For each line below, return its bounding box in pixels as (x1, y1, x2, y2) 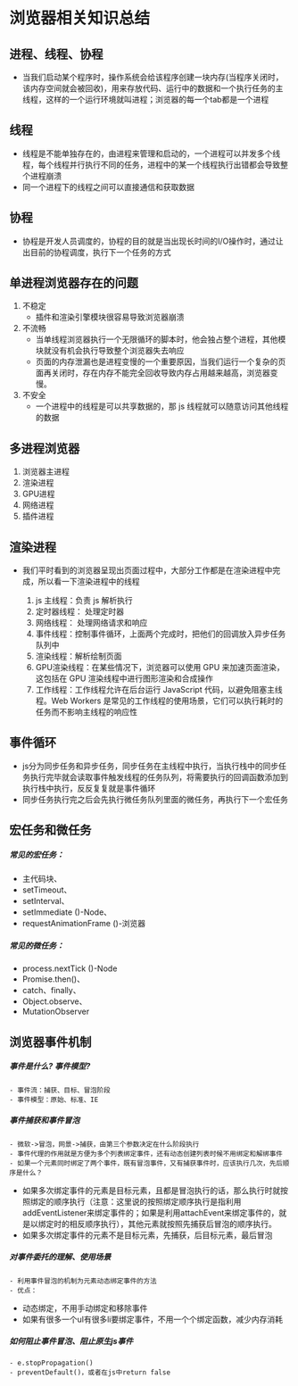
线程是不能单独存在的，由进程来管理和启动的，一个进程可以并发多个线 (21, 148, 281, 159)
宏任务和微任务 (9, 823, 92, 838)
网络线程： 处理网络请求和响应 (35, 618, 148, 628)
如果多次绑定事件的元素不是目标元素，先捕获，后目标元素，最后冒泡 (21, 1229, 273, 1241)
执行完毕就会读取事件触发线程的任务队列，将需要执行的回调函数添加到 (29, 771, 288, 782)
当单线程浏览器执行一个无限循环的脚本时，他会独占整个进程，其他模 (35, 334, 286, 344)
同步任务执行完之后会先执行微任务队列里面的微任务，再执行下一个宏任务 (21, 793, 288, 804)
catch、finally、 (21, 985, 81, 996)
